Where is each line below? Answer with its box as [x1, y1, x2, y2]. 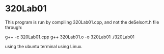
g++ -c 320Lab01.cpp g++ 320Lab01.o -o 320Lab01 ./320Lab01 [5, 34, 135, 40]
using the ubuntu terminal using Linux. [5, 43, 82, 49]
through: [5, 24, 23, 30]
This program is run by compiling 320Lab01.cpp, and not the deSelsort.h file [5, 19, 160, 25]
